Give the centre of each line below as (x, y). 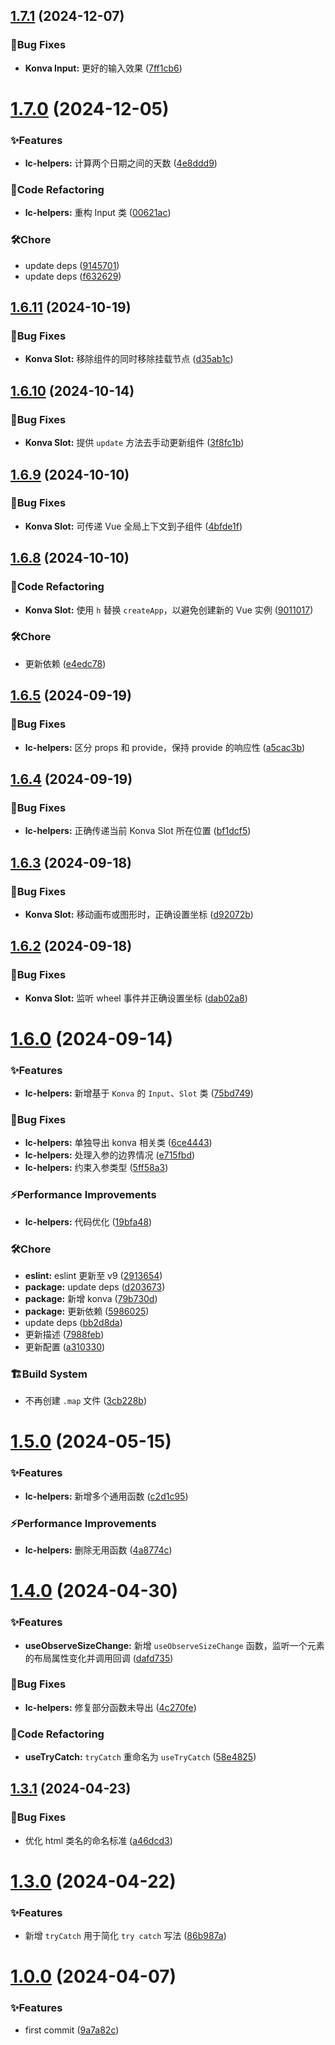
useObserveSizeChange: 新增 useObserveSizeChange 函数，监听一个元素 (174, 1645)
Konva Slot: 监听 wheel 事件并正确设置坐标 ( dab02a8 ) (136, 998)
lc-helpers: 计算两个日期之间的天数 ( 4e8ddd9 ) (121, 163)
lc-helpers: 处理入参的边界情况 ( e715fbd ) (110, 1155)
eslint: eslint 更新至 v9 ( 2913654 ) (93, 1275)
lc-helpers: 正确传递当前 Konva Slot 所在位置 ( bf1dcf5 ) (138, 831)
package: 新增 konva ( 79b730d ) (91, 1298)
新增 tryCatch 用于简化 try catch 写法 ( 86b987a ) (125, 1936)
